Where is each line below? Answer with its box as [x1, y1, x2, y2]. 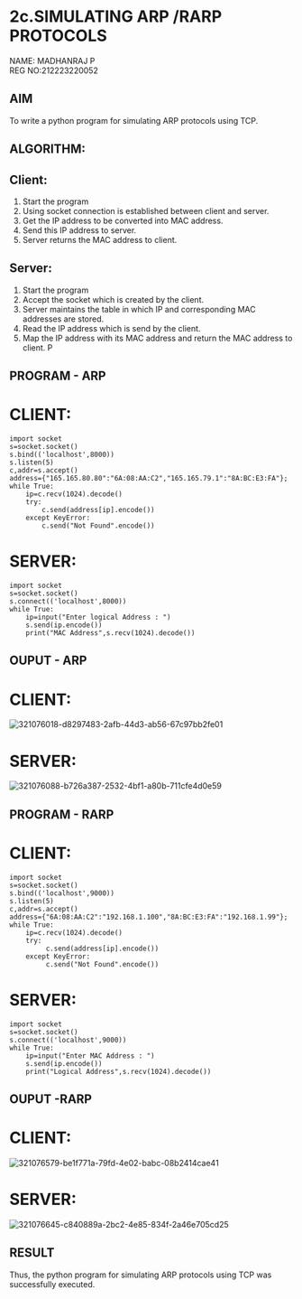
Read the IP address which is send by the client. [22, 322, 201, 333]
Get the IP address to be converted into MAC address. [22, 215, 224, 226]
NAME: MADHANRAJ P [9, 55, 96, 66]
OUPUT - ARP [9, 653, 87, 668]
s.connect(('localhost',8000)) [9, 597, 127, 606]
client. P [22, 341, 53, 353]
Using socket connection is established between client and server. [22, 205, 270, 216]
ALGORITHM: [9, 142, 86, 157]
